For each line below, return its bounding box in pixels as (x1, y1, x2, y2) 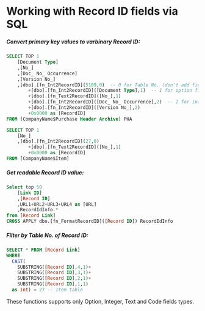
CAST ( (12, 258, 26, 264)
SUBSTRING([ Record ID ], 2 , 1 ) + (17, 275, 92, 282)
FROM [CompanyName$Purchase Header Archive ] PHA (6, 116, 132, 122)
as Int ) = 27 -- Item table (12, 287, 84, 293)
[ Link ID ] (17, 190, 43, 196)
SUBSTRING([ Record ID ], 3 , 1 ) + (17, 269, 92, 276)
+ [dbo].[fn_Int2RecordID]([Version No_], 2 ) (28, 105, 140, 111)
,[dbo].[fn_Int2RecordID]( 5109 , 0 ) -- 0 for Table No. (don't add (17, 81, 190, 88)
